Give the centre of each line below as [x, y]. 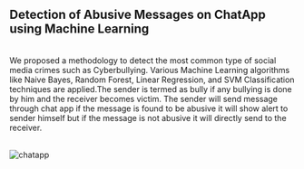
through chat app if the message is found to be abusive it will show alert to [149, 108]
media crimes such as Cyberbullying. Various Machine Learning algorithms [150, 70]
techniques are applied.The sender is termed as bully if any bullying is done [151, 89]
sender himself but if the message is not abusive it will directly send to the [148, 117]
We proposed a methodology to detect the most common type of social [143, 60]
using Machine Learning [79, 29]
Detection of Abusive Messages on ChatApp [137, 15]
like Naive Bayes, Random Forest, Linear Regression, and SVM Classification [152, 80]
